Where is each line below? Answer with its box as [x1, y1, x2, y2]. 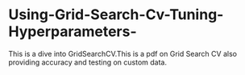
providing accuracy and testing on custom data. [8, 57, 168, 67]
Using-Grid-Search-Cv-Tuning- [8, 6, 224, 24]
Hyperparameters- [8, 22, 137, 41]
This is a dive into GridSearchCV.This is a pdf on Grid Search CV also [8, 49, 238, 58]
